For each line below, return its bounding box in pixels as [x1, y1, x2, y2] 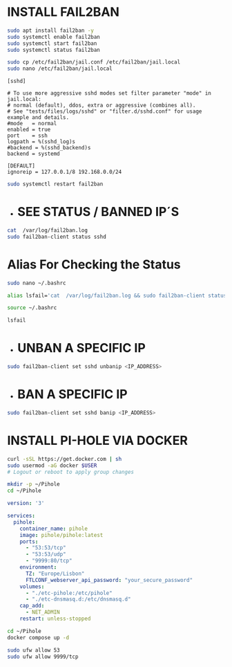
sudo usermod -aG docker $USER [7, 462, 97, 469]
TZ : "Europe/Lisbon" [25, 570, 85, 577]
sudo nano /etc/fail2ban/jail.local [7, 65, 113, 73]
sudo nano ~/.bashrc [7, 280, 67, 286]
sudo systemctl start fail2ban [7, 39, 97, 47]
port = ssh [7, 132, 48, 139]
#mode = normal [7, 120, 57, 127]
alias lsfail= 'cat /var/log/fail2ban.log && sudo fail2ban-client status [7, 292, 227, 299]
